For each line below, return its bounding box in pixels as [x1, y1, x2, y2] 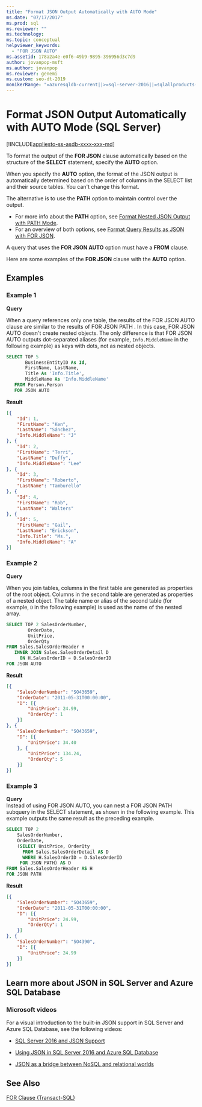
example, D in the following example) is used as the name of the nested [6, 603, 182, 611]
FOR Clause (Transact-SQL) [6, 1094, 75, 1101]
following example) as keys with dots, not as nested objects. [6, 342, 156, 349]
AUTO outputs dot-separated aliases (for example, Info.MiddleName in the [6, 335, 188, 343]
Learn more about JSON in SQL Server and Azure [6, 978, 194, 988]
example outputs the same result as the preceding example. [6, 815, 155, 822]
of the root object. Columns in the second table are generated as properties [6, 591, 194, 598]
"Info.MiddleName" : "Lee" [17, 460, 82, 466]
